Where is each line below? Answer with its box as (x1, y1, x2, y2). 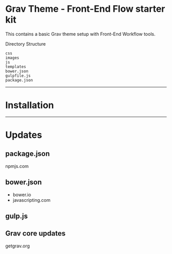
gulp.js (5, 212, 28, 221)
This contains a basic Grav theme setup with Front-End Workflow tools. (5, 31, 156, 37)
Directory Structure (5, 40, 46, 47)
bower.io (12, 192, 32, 198)
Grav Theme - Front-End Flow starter (5, 3, 165, 15)
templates (5, 64, 27, 69)
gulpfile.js (5, 73, 31, 78)
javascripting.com (12, 197, 51, 203)
